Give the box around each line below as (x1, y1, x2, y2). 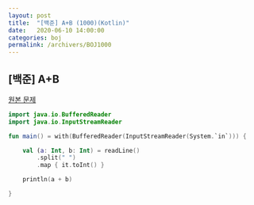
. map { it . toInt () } (37, 161, 105, 169)
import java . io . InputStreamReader (8, 118, 123, 126)
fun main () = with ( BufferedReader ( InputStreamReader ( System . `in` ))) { (8, 132, 247, 140)
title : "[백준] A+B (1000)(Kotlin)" (8, 19, 129, 27)
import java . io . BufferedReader (8, 110, 112, 119)
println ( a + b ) (22, 176, 73, 184)
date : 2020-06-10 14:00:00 (8, 26, 105, 34)
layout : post (8, 11, 52, 20)
